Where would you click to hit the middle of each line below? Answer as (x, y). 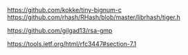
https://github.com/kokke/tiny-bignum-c (65, 10)
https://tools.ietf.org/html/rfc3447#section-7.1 (72, 44)
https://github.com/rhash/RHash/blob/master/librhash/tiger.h (94, 17)
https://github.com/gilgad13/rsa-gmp (60, 31)
